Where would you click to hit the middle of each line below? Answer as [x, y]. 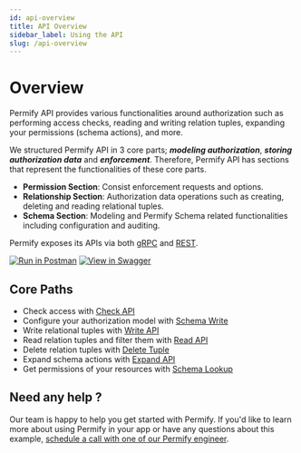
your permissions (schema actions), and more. [97, 133]
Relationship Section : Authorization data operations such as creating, [153, 197]
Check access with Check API [79, 311]
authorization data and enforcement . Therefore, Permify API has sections [150, 160]
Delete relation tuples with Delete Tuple [96, 350]
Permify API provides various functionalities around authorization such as [146, 113]
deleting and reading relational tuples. [93, 206]
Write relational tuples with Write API [91, 330]
